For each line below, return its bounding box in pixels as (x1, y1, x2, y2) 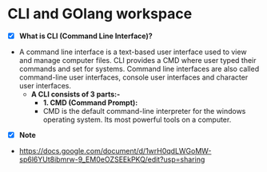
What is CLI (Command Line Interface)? (18, 31, 153, 41)
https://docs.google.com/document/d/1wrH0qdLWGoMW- (18, 147, 212, 156)
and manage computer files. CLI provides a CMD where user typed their (18, 56, 257, 64)
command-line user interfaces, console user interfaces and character (18, 72, 249, 82)
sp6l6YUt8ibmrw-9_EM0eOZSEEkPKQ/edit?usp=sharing (18, 154, 205, 164)
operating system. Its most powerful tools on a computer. (42, 115, 232, 124)
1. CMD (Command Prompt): (42, 98, 138, 107)
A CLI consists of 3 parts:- (30, 89, 121, 99)
